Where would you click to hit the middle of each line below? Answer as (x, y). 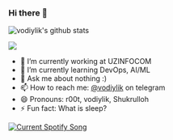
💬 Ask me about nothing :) (63, 78)
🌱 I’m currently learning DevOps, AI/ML (85, 70)
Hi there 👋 (28, 13)
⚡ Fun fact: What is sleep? (63, 108)
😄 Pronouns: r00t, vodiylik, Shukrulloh (84, 100)
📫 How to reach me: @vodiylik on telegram (93, 87)
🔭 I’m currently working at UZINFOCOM (86, 62)
